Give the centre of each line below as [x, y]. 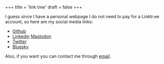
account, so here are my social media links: [49, 22]
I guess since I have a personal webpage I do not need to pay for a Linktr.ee [82, 16]
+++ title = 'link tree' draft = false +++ [44, 7]
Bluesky [20, 47]
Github [19, 31]
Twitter [20, 42]
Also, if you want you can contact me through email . [58, 56]
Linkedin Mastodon [32, 36]
